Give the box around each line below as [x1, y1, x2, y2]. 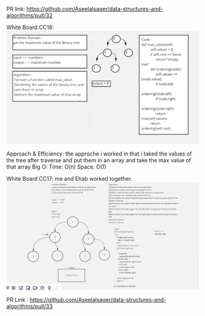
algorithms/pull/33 [6, 302, 53, 310]
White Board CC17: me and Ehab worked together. [6, 175, 133, 182]
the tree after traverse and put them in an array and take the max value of [6, 156, 192, 164]
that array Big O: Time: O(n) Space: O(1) [6, 163, 107, 170]
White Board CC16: [6, 24, 54, 31]
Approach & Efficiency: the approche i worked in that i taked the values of [6, 150, 192, 157]
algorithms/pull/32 [6, 12, 53, 19]
